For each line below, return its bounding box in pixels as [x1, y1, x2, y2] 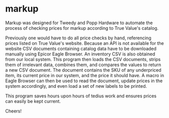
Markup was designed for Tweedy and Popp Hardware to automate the [5, 20, 153, 26]
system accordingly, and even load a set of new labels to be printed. [5, 83, 147, 89]
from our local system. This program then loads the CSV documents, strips [5, 56, 161, 62]
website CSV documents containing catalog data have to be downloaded [5, 45, 157, 51]
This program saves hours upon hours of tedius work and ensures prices [5, 93, 157, 99]
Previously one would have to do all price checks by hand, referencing [5, 35, 151, 41]
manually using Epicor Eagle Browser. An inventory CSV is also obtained [5, 51, 155, 57]
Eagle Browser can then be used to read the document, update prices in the [5, 78, 163, 84]
